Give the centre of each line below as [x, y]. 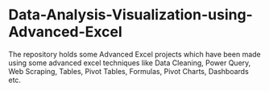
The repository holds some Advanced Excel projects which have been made [134, 54]
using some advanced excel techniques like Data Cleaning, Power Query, [130, 63]
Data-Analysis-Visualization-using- [131, 15]
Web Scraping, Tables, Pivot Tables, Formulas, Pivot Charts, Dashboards [129, 71]
